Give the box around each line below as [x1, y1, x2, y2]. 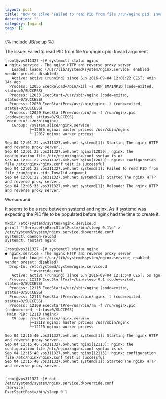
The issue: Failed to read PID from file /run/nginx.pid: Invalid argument [5, 49, 148, 55]
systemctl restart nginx [5, 238, 56, 243]
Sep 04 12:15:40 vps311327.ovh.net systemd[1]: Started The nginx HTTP [5, 359, 156, 364]
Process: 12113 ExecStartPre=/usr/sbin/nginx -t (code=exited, [9, 294, 142, 299]
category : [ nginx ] [5, 21, 43, 26]
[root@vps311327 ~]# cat [5, 376, 56, 382]
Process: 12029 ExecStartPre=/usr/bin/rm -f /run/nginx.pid [9, 110, 136, 115]
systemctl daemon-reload [5, 234, 56, 239]
